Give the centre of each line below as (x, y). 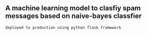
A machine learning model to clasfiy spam (73, 8)
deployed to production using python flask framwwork (63, 27)
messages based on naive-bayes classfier (73, 16)
